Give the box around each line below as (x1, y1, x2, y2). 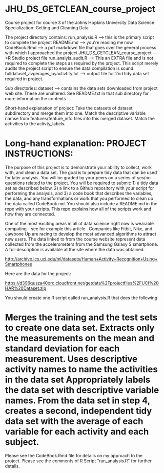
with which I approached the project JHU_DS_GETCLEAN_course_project (5, 50, 152, 56)
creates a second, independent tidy (5, 406, 152, 416)
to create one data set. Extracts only (5, 322, 155, 333)
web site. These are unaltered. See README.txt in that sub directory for (5, 90, 149, 96)
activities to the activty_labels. (5, 121, 66, 127)
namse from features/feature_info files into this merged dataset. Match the (5, 115, 155, 121)
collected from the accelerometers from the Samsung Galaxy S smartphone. (5, 241, 159, 247)
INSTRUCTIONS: (5, 148, 73, 159)
